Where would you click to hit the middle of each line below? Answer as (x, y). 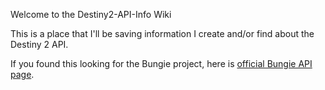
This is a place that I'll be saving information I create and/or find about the (162, 33)
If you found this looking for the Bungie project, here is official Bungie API (161, 63)
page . (22, 74)
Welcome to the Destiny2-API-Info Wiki (91, 14)
